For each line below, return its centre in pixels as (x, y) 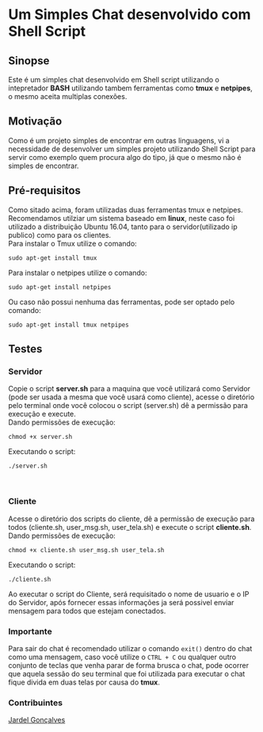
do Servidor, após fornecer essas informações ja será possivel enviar (121, 602)
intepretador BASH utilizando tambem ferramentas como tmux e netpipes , (131, 88)
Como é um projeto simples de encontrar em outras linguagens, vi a (119, 140)
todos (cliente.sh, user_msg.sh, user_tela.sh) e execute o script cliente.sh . (130, 527)
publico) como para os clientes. (60, 234)
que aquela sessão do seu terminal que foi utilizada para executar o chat (127, 673)
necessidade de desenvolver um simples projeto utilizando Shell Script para (132, 149)
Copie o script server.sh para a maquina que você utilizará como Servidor (130, 389)
